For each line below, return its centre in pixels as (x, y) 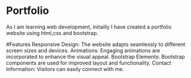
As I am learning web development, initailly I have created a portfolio (89, 27)
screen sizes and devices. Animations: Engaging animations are (83, 50)
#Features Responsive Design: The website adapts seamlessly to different (96, 44)
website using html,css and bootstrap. (52, 33)
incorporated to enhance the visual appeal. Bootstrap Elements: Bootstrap (95, 56)
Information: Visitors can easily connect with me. (65, 69)
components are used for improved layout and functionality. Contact (89, 63)
